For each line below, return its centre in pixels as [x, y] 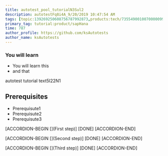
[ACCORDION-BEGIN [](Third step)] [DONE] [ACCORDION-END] [71, 148]
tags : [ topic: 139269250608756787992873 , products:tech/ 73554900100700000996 [86, 19]
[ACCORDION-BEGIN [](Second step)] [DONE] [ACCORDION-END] [74, 138]
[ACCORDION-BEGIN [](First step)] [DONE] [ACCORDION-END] [70, 129]
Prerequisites [26, 96]
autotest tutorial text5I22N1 [33, 81]
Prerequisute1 [26, 108]
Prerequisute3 [27, 119]
